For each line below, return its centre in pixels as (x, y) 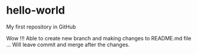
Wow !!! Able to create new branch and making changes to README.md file (99, 38)
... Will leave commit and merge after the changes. (68, 45)
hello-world (36, 10)
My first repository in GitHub (41, 27)
